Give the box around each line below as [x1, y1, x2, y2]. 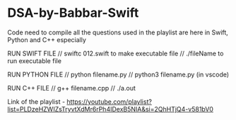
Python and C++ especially [7, 35, 87, 44]
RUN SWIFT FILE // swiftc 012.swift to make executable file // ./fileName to [7, 49, 224, 58]
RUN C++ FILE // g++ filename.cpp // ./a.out [7, 84, 136, 92]
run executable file [7, 56, 62, 65]
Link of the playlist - [7, 97, 66, 106]
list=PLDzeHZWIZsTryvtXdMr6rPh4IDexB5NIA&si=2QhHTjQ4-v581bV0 [7, 105, 214, 113]
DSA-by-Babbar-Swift [7, 5, 139, 21]
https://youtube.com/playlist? [66, 97, 152, 106]
